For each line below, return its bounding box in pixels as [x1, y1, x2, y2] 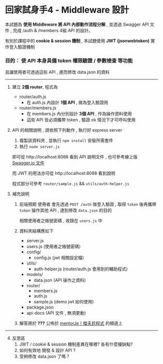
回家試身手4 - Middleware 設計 [5, 4, 130, 16]
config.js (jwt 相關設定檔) [33, 255, 84, 260]
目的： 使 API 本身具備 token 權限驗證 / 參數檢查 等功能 [5, 57, 133, 64]
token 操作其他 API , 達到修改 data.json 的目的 [19, 208, 112, 213]
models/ [26, 272, 43, 277]
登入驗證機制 [9, 44, 35, 50]
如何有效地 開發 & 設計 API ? [19, 347, 76, 353]
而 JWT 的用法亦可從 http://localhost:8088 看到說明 [12, 171, 115, 176]
